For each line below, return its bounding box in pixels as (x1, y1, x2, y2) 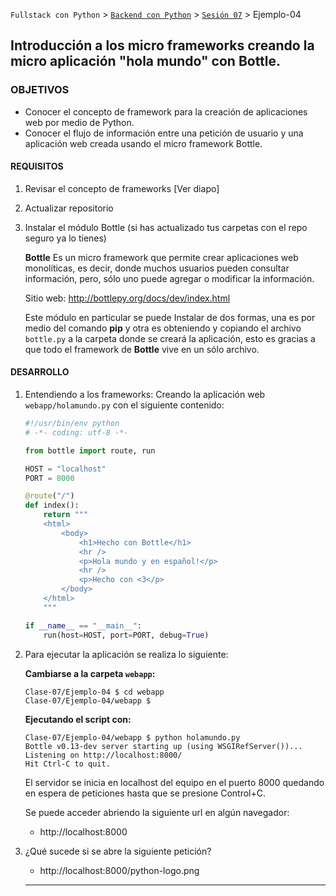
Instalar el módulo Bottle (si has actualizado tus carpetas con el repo (24, 221, 308, 233)
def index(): (24, 500, 80, 511)
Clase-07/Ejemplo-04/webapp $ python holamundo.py (24, 732, 241, 743)
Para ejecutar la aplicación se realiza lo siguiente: (24, 648, 229, 660)
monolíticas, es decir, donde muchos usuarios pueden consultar (24, 262, 290, 274)
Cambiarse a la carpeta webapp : (24, 667, 156, 679)
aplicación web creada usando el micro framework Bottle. (24, 137, 263, 149)
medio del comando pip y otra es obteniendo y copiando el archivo (24, 322, 302, 334)
